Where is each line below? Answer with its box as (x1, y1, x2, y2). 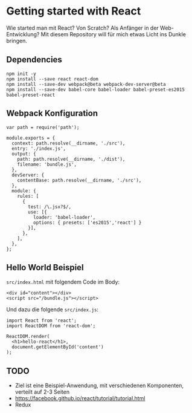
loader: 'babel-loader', (33, 214, 96, 220)
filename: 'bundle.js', (17, 161, 77, 167)
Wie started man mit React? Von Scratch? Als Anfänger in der (6, 24, 159, 31)
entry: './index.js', (11, 145, 66, 152)
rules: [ (17, 193, 39, 199)
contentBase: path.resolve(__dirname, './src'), (17, 177, 142, 183)
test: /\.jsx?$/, (28, 204, 71, 210)
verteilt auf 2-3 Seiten (14, 388, 70, 395)
